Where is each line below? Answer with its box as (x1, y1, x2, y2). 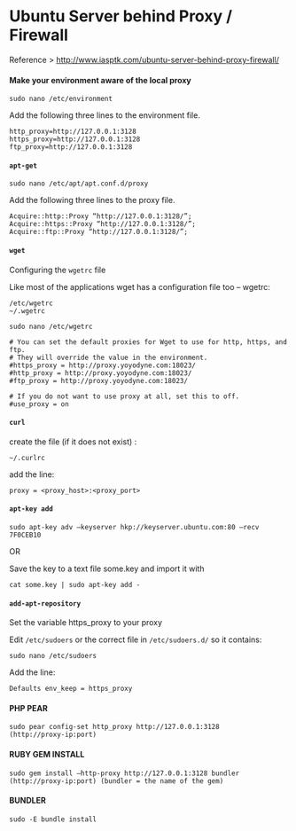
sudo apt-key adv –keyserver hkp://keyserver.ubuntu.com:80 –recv (9, 522, 260, 531)
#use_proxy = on (9, 399, 69, 409)
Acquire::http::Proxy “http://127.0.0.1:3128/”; (9, 212, 192, 221)
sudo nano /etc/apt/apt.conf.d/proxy (9, 179, 149, 188)
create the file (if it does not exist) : (9, 436, 137, 447)
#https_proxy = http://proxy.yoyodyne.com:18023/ (9, 361, 197, 370)
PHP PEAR (9, 702, 49, 713)
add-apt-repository (9, 599, 82, 608)
